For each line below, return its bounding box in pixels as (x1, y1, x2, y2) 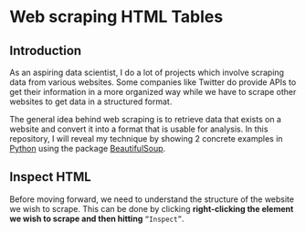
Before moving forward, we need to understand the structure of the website (9, 194, 295, 205)
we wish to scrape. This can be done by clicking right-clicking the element (9, 203, 294, 214)
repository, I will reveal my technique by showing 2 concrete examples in (9, 133, 283, 143)
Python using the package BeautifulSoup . (9, 143, 166, 154)
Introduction (9, 43, 82, 58)
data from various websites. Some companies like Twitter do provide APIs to (9, 77, 297, 88)
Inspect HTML (9, 169, 91, 185)
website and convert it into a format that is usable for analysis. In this (9, 123, 269, 134)
